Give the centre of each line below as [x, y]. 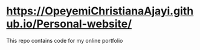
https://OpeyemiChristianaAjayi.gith [100, 11]
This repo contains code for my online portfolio [65, 40]
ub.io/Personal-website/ [69, 24]
